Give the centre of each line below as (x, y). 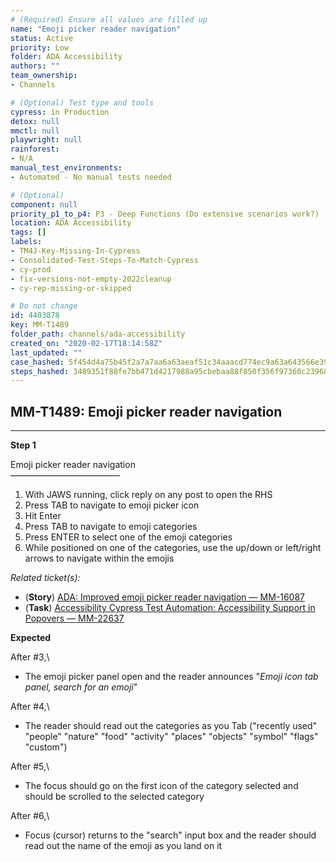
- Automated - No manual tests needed (91, 177)
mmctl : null (35, 131)
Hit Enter (43, 516)
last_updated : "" (46, 352)
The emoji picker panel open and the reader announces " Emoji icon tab (171, 677)
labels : (26, 242)
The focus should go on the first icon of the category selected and (161, 786)
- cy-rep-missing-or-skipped (71, 288)
